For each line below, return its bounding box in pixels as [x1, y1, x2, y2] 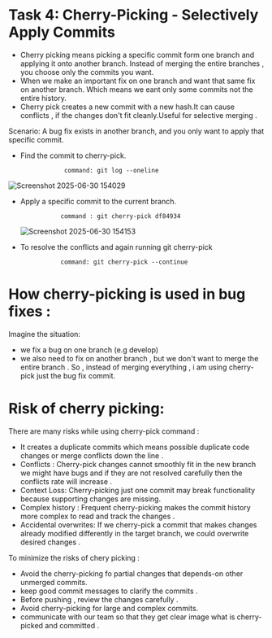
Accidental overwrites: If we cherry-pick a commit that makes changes [19, 519, 257, 530]
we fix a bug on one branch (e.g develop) [19, 344, 159, 355]
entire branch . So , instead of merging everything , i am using [19, 362, 227, 372]
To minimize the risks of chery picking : [8, 553, 140, 562]
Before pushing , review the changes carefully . [19, 594, 179, 604]
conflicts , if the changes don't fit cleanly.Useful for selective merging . [19, 110, 257, 120]
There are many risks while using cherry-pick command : [8, 426, 200, 436]
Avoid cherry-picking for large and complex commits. [19, 603, 199, 613]
